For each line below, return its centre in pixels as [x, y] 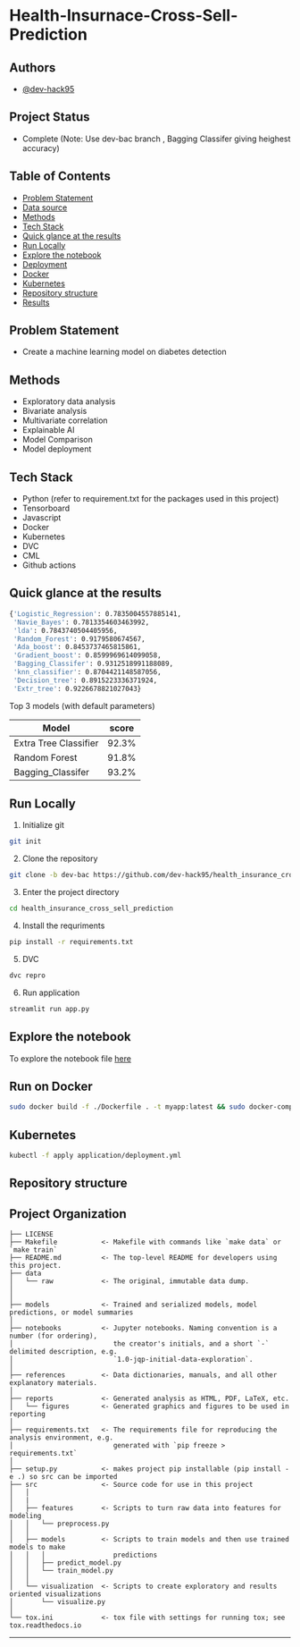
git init [25, 841]
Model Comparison [58, 440]
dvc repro [28, 976]
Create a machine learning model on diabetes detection [125, 352]
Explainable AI [48, 430]
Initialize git [43, 825]
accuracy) [41, 148]
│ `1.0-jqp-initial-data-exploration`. [131, 1360]
